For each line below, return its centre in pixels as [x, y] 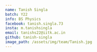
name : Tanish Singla [27, 10]
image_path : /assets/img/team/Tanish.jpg [49, 42]
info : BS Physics [23, 19]
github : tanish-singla [29, 38]
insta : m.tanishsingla [29, 28]
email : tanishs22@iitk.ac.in [35, 33]
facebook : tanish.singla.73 [34, 24]
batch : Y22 [16, 14]
